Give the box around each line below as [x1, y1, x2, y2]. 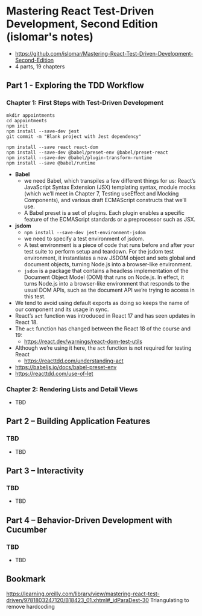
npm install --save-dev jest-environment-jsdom [24, 229, 146, 235]
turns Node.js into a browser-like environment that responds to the [24, 280, 190, 287]
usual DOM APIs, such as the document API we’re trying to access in [24, 286, 195, 293]
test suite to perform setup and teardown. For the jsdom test [24, 247, 174, 255]
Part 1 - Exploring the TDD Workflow [6, 80, 145, 91]
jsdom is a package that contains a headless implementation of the [24, 267, 189, 274]
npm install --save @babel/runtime [6, 160, 96, 166]
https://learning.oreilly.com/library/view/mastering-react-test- [6, 590, 160, 597]
